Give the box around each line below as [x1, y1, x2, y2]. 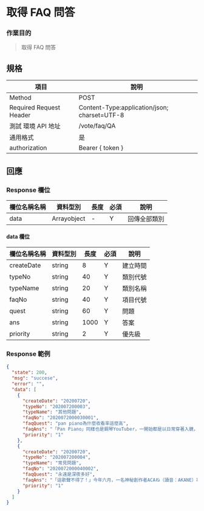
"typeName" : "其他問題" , [22, 409, 82, 415]
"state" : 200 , [12, 369, 47, 376]
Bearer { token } [78, 144, 123, 152]
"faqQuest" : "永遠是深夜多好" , [22, 471, 95, 478]
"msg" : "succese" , [12, 375, 59, 381]
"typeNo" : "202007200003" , [22, 403, 91, 409]
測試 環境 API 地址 [9, 122, 61, 131]
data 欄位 [6, 232, 30, 240]
